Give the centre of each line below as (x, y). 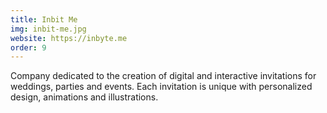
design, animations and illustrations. (84, 97)
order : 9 (28, 47)
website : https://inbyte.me (69, 38)
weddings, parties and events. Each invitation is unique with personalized (161, 87)
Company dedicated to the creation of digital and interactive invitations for (163, 76)
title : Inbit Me (44, 19)
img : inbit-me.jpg (48, 29)
